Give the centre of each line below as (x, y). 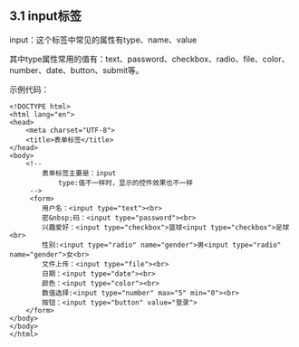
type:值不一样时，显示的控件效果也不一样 (125, 183)
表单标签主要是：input (79, 173)
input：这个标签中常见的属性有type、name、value (103, 40)
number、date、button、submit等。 (77, 70)
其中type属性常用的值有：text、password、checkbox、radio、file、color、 (149, 59)
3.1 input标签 (46, 16)
